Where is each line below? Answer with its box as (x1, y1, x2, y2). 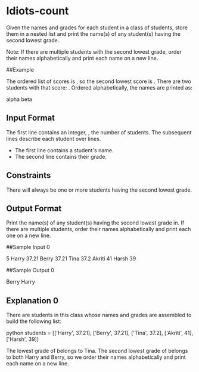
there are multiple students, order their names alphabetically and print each (6, 226, 191, 233)
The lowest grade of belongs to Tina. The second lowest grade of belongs (6, 348, 188, 355)
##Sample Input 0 (6, 244, 51, 251)
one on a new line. (6, 232, 51, 239)
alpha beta (6, 96, 33, 103)
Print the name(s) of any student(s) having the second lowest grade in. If (6, 219, 185, 226)
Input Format (6, 113, 55, 123)
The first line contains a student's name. (14, 146, 114, 153)
